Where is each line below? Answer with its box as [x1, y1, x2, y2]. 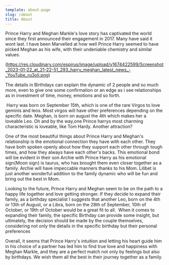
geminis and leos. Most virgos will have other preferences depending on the [5, 107, 163, 113]
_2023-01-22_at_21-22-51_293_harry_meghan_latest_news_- [5, 67, 131, 73]
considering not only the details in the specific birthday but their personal [5, 223, 157, 229]
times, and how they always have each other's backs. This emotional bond [5, 149, 160, 156]
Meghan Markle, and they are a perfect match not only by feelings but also [5, 249, 160, 255]
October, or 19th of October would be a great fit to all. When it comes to [5, 207, 155, 213]
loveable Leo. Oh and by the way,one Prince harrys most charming [5, 118, 143, 124]
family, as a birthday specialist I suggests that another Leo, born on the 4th [5, 196, 160, 202]
